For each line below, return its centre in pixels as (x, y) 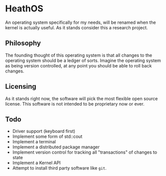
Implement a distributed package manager (56, 147)
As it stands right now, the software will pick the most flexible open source (82, 98)
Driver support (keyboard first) (44, 131)
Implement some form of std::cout (47, 136)
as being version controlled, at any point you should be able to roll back (79, 65)
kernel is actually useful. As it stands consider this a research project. (77, 27)
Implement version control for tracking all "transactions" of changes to (85, 152)
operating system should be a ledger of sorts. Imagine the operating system (83, 60)
